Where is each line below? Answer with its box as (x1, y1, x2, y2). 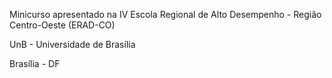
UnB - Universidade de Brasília (9, 39, 136, 50)
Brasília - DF (9, 58, 61, 69)
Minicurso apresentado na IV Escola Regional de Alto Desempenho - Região (9, 9, 322, 20)
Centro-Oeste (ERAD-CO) (9, 19, 116, 31)
